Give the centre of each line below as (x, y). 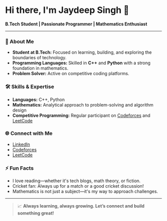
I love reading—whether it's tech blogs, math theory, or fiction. (76, 181)
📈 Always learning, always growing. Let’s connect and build (81, 206)
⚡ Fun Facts (19, 168)
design (19, 110)
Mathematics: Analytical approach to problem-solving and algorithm (83, 105)
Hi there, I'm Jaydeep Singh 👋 (67, 10)
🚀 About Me (20, 41)
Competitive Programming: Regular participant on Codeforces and (81, 115)
